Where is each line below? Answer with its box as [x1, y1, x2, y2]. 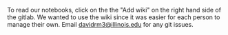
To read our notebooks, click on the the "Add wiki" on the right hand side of [7, 6, 222, 14]
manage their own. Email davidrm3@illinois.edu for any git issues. [7, 21, 194, 28]
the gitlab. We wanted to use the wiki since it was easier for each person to [7, 13, 220, 21]
